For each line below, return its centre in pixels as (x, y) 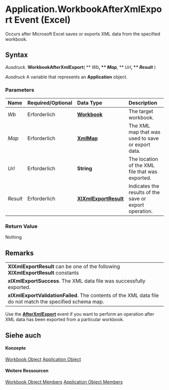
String (85, 168)
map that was (145, 132)
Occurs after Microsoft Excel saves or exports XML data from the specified (83, 34)
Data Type (90, 103)
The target (141, 112)
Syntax (17, 55)
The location (143, 159)
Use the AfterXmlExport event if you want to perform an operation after (80, 314)
